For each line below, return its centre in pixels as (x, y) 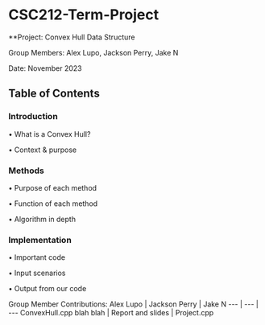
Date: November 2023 (45, 68)
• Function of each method (53, 204)
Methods (26, 171)
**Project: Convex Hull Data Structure (72, 37)
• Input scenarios (37, 273)
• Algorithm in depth (42, 219)
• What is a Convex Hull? (50, 134)
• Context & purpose (43, 150)
